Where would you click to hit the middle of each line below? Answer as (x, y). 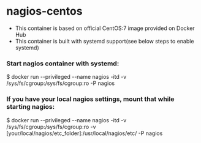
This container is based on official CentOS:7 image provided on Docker (105, 28)
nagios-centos (44, 11)
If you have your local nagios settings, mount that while (90, 99)
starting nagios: (31, 107)
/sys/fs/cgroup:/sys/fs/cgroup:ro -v (51, 127)
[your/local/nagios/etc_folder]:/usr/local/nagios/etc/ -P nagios (85, 133)
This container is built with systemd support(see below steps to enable (104, 41)
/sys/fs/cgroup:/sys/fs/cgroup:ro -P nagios (61, 83)
